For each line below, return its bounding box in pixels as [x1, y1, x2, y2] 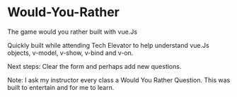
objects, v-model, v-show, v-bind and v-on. [7, 48, 134, 57]
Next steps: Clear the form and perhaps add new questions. [7, 62, 182, 70]
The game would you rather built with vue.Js [7, 27, 138, 36]
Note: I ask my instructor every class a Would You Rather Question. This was [7, 75, 231, 84]
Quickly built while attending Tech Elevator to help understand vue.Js [7, 41, 210, 49]
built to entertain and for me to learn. [7, 83, 115, 91]
